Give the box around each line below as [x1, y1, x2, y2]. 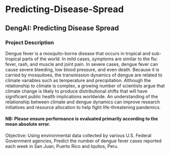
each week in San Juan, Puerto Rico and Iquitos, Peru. [5, 143, 119, 149]
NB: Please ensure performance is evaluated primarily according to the [5, 115, 158, 122]
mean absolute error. [5, 121, 51, 127]
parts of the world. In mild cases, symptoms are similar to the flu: [22, 56, 158, 62]
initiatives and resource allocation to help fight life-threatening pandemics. [5, 104, 161, 110]
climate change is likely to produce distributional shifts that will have [5, 88, 148, 94]
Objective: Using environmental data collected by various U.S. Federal [5, 133, 152, 139]
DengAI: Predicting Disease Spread [5, 24, 119, 32]
